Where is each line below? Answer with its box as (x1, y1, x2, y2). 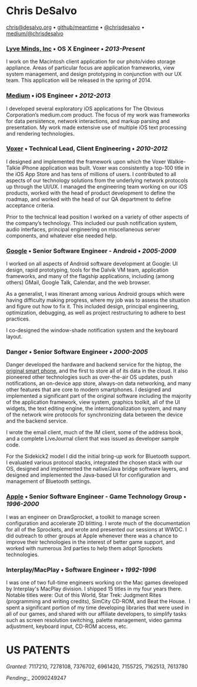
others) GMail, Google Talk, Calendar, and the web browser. (6, 279, 151, 286)
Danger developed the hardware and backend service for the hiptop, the (6, 361, 182, 368)
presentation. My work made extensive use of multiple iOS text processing (6, 124, 187, 131)
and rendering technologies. (6, 130, 75, 137)
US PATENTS (6, 643, 71, 657)
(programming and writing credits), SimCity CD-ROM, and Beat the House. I (6, 598, 191, 605)
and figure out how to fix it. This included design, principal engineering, (6, 303, 179, 310)
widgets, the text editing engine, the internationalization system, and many (6, 405, 186, 412)
